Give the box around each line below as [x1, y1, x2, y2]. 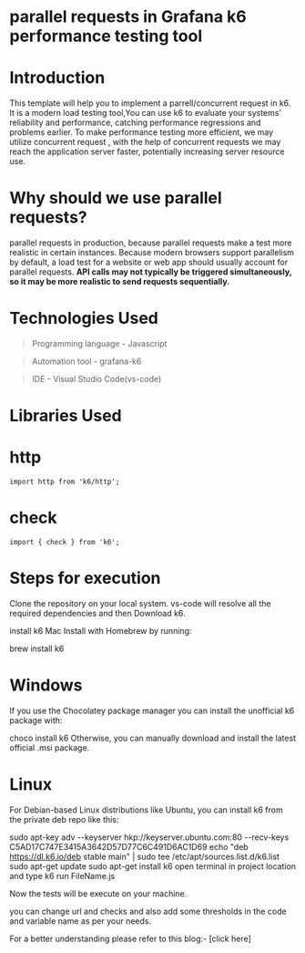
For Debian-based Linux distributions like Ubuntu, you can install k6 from [9, 804, 284, 815]
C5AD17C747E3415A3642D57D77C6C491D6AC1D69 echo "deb [9, 841, 249, 852]
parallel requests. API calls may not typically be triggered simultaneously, [9, 266, 292, 277]
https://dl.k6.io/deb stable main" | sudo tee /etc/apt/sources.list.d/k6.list [9, 851, 280, 862]
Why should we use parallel [9, 188, 223, 209]
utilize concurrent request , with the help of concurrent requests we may [9, 137, 281, 148]
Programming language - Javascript [31, 338, 168, 348]
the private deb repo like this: [9, 813, 119, 824]
